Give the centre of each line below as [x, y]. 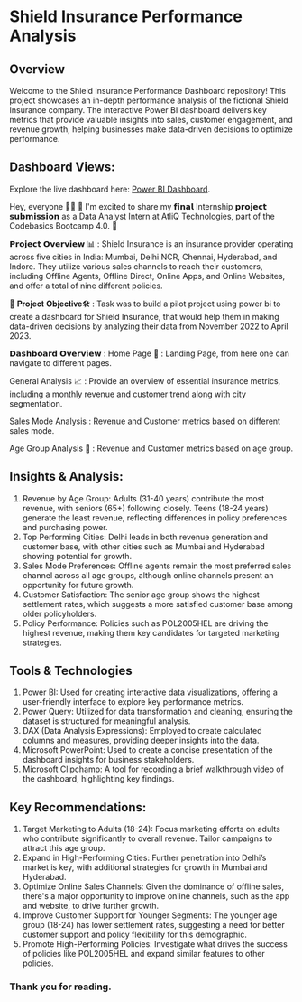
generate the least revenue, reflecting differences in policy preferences [155, 518]
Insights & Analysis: [66, 477]
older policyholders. [59, 613]
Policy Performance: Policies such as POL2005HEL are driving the [145, 623]
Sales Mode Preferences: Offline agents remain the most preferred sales [157, 566]
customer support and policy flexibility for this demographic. [135, 935]
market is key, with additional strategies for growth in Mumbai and [145, 867]
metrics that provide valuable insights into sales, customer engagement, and [151, 120]
